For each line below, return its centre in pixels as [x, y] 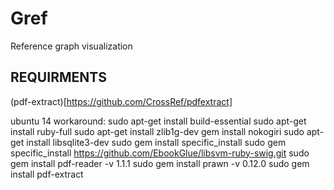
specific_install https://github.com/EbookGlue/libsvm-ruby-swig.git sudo [160, 153]
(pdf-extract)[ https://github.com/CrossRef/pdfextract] [121, 101]
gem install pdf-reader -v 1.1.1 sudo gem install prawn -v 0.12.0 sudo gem [160, 163]
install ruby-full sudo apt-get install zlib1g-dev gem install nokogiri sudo [157, 131]
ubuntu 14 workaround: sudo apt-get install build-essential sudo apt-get [158, 121]
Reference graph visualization [71, 46]
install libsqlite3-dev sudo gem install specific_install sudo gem [156, 142]
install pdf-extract [47, 174]
